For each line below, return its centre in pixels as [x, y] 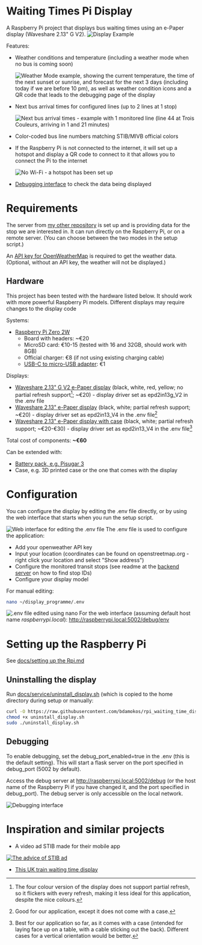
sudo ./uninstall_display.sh [43, 723]
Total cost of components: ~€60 [47, 440]
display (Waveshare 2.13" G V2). [46, 34]
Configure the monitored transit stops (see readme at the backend [97, 566]
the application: [26, 535]
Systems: [18, 320]
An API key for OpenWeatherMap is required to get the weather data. [91, 256]
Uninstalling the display [51, 680]
